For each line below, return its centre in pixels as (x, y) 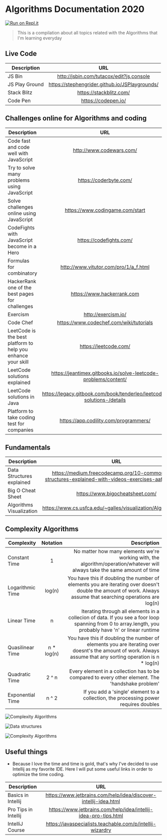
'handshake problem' (135, 684)
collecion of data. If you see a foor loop (114, 618)
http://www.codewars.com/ (105, 150)
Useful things (27, 752)
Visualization (23, 511)
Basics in (18, 795)
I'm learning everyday (40, 38)
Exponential (21, 695)
